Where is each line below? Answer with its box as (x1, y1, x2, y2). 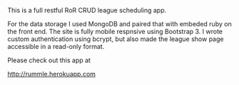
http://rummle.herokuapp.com (7, 70, 96, 78)
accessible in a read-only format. (7, 42, 105, 50)
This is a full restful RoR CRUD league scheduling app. (7, 6, 166, 14)
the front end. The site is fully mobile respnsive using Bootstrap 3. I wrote (7, 28, 223, 35)
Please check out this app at (7, 56, 91, 64)
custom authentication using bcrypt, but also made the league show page (7, 35, 224, 43)
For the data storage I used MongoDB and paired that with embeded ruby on (7, 20, 232, 28)
